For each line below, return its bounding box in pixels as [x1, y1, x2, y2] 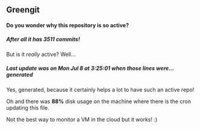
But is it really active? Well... [6, 51, 76, 58]
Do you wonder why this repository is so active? [6, 21, 130, 29]
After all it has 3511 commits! [6, 36, 80, 43]
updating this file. [6, 104, 49, 111]
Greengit [6, 5, 40, 15]
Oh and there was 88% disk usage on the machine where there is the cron [6, 98, 192, 105]
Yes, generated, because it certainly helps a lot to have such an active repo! [6, 86, 195, 93]
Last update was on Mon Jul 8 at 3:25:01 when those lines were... [6, 64, 174, 72]
